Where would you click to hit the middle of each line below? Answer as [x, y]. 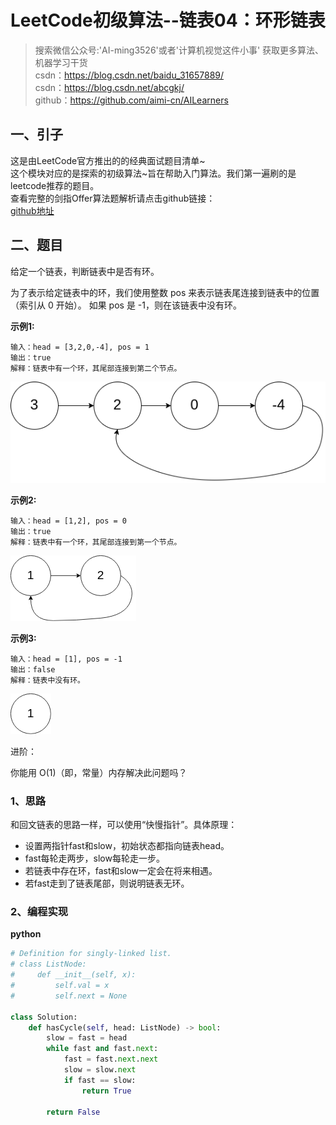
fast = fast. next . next [111, 1059]
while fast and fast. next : [102, 1049]
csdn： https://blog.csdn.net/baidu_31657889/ [129, 75]
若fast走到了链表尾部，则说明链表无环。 [107, 883]
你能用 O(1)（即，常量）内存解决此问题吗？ [99, 772]
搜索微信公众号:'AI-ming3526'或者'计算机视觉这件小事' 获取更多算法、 [179, 50]
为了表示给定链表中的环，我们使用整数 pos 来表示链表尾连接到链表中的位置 [165, 292]
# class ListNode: [48, 964]
